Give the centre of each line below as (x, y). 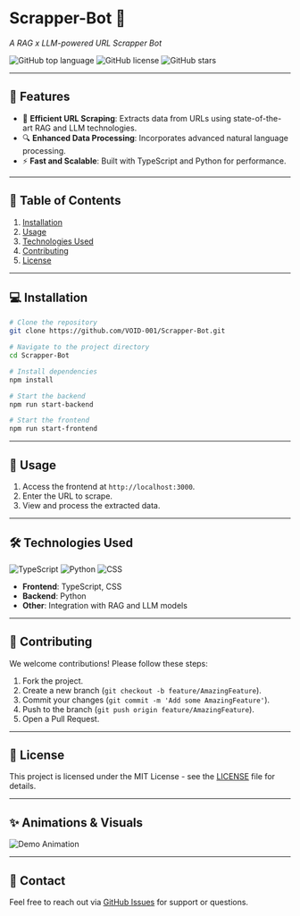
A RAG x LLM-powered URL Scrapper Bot (86, 43)
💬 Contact (37, 881)
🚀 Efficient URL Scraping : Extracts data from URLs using (127, 118)
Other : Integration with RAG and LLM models (104, 605)
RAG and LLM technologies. (86, 128)
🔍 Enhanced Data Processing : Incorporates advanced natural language (155, 138)
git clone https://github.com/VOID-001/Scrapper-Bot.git (117, 331)
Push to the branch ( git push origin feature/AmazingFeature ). (138, 709)
